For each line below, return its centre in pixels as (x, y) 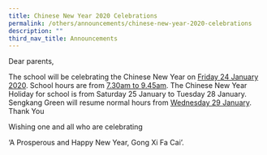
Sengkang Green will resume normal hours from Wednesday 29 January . (130, 103)
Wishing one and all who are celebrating (76, 127)
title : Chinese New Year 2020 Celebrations (83, 16)
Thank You (26, 111)
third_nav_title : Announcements (63, 38)
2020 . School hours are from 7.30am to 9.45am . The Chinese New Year (128, 86)
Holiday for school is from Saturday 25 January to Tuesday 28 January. (128, 94)
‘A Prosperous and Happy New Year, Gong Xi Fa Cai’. (96, 143)
